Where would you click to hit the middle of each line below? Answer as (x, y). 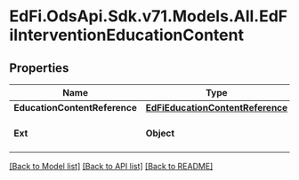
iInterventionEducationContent (127, 35)
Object (160, 133)
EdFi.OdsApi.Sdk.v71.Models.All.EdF (149, 16)
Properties (39, 68)
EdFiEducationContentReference (217, 108)
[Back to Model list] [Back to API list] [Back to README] (111, 166)
